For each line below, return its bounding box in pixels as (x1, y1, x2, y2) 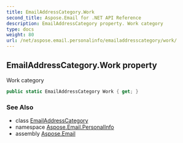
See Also (6, 102, 34, 111)
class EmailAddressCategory (15, 117, 88, 124)
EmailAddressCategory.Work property (6, 60, 158, 71)
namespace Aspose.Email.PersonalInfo (15, 123, 115, 131)
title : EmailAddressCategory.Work (6, 9, 95, 15)
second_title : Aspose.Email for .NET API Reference (6, 15, 141, 21)
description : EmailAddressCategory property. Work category (6, 20, 164, 26)
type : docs (6, 26, 34, 33)
